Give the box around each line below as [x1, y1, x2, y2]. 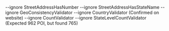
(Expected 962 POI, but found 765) [5, 20, 78, 26]
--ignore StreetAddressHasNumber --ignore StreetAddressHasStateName [5, 4, 160, 10]
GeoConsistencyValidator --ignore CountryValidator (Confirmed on [19, 9, 159, 15]
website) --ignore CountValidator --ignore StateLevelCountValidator [5, 15, 147, 20]
